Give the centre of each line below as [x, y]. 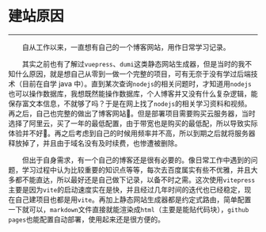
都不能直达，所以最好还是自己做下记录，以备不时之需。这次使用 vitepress [135, 180]
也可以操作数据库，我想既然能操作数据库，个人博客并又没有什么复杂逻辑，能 [133, 93]
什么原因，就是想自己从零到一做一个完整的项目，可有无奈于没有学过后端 [133, 74]
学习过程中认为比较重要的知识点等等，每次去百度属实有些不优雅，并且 [136, 169]
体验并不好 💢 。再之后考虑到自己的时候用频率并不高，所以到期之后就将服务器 [132, 133]
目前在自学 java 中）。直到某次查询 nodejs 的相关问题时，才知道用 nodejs [137, 83]
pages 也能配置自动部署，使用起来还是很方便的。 [86, 219]
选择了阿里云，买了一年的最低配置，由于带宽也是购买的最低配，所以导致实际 [133, 123]
